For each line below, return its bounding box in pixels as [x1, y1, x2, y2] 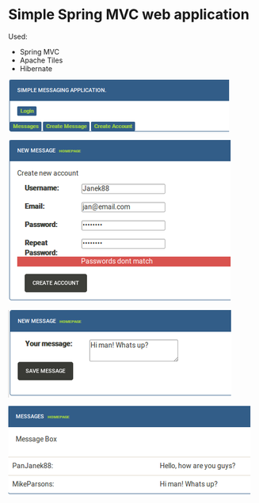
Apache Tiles [19, 55, 63, 65]
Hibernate [19, 63, 53, 73]
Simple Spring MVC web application [8, 6, 249, 24]
